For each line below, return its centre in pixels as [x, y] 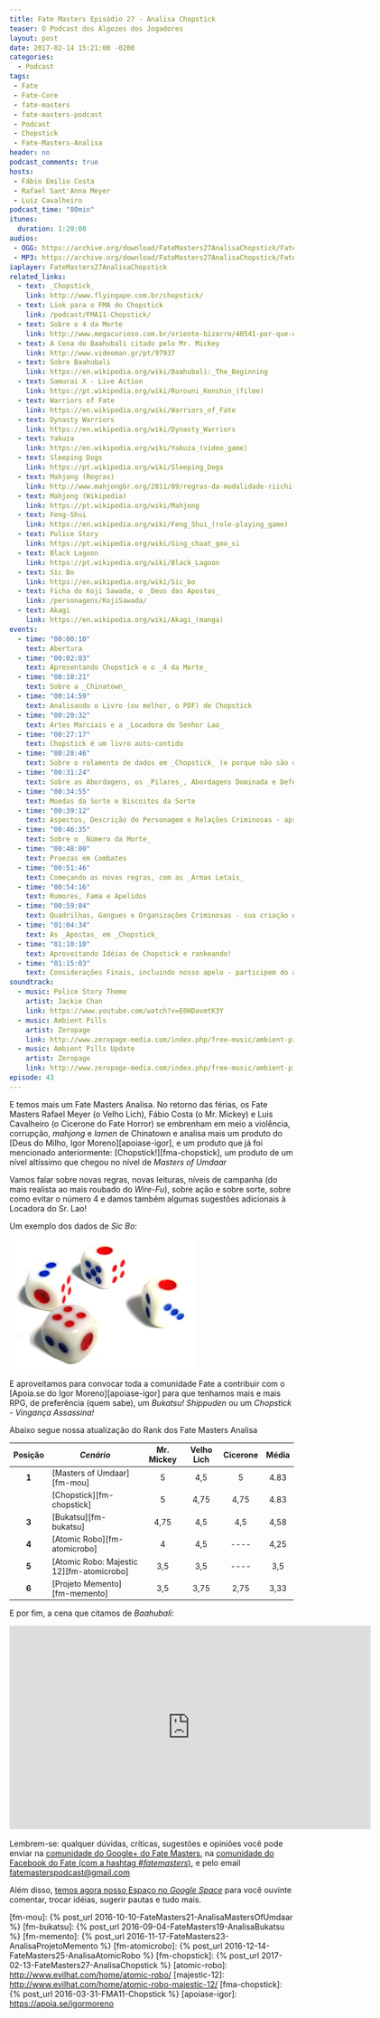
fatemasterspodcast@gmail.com [70, 1872]
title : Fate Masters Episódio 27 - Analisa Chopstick [113, 19]
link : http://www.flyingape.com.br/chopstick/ [115, 296]
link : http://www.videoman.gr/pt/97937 [101, 353]
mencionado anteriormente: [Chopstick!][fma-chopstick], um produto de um [151, 1152]
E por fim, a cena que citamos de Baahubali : [92, 1613]
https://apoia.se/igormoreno [62, 2004]
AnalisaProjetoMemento [54, 1946]
